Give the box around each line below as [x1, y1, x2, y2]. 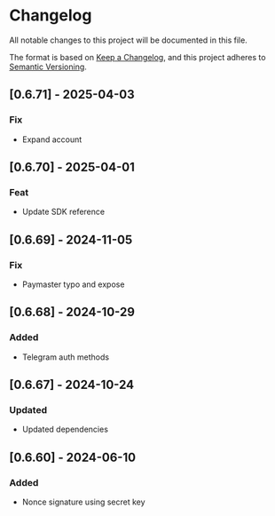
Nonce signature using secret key [21, 496, 145, 507]
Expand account [21, 134, 82, 145]
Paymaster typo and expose [21, 279, 125, 290]
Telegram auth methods [21, 352, 109, 362]
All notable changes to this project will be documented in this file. [9, 35, 248, 45]
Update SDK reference [21, 206, 105, 218]
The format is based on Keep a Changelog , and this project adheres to [9, 52, 266, 62]
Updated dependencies [21, 424, 109, 435]
